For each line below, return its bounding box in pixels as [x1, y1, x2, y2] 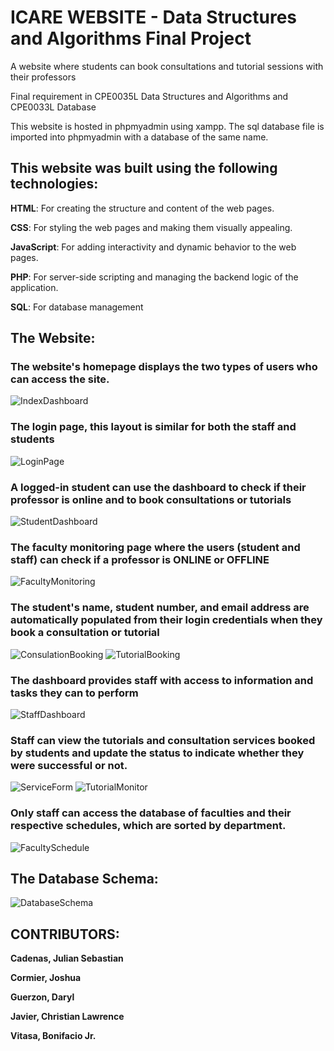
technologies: [10, 176, 99, 193]
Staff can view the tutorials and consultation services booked [10, 733, 316, 747]
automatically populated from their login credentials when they [10, 613, 323, 627]
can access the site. [10, 372, 110, 386]
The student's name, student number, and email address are [10, 601, 310, 615]
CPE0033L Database [10, 101, 97, 113]
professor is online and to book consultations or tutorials [10, 492, 292, 506]
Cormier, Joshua [10, 972, 82, 984]
